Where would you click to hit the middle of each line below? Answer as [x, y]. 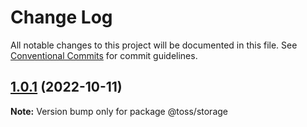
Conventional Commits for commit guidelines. [104, 55]
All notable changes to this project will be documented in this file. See [154, 45]
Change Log [61, 17]
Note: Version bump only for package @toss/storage [119, 111]
